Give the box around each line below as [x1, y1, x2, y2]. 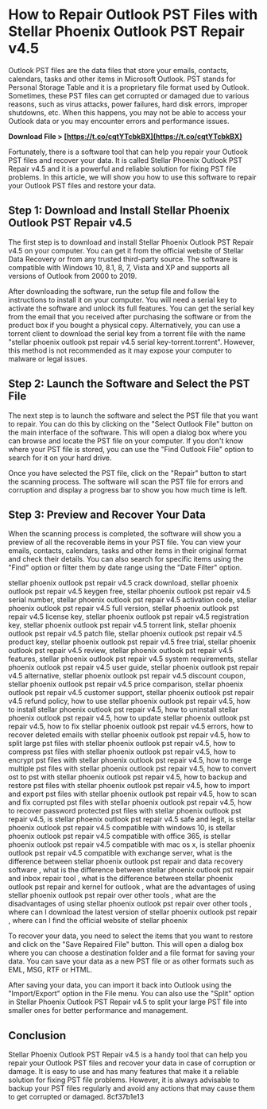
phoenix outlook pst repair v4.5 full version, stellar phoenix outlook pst [8, 604, 239, 613]
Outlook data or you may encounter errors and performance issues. [8, 116, 230, 126]
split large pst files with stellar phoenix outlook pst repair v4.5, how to [8, 739, 236, 748]
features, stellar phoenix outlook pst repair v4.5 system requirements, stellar [8, 654, 258, 664]
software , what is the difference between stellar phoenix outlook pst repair [8, 865, 254, 875]
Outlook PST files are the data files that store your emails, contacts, [8, 65, 229, 75]
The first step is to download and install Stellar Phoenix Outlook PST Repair [8, 237, 254, 247]
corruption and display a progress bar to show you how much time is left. [8, 485, 248, 494]
